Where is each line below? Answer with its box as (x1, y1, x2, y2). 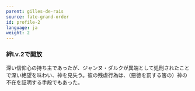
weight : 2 (6, 30, 30, 36)
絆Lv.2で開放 (6, 50, 43, 59)
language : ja (6, 24, 38, 31)
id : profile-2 (6, 19, 41, 25)
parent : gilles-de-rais (6, 8, 64, 14)
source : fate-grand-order (6, 14, 69, 20)
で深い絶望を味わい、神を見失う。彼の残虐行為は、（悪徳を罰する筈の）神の (6, 72, 188, 79)
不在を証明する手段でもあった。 (6, 79, 83, 86)
